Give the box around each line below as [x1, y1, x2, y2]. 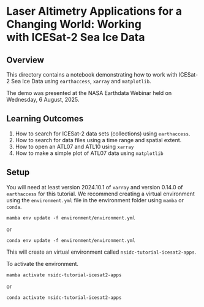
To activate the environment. [6, 260, 78, 267]
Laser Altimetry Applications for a [6, 4, 183, 18]
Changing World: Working [6, 17, 142, 31]
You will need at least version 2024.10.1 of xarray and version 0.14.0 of [6, 183, 183, 191]
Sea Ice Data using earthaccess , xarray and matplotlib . [11, 78, 151, 85]
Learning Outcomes [6, 113, 84, 124]
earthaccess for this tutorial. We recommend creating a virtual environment [6, 190, 195, 197]
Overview [6, 55, 45, 65]
